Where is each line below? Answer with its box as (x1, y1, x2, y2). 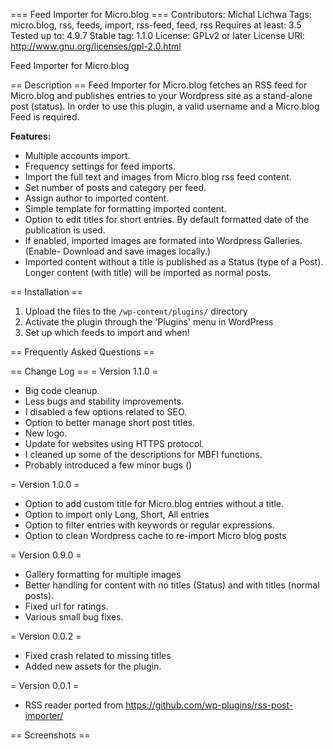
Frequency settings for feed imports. (24, 160, 176, 172)
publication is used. (24, 224, 106, 236)
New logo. (24, 427, 68, 439)
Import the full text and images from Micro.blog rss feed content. (24, 171, 292, 183)
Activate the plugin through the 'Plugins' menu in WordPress (24, 316, 274, 328)
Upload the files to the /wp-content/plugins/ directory (24, 305, 248, 317)
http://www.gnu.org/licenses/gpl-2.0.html (10, 40, 182, 52)
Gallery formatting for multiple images (24, 569, 182, 580)
